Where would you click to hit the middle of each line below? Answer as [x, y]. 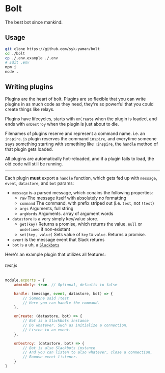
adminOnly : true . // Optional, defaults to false [66, 285]
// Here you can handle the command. [61, 303]
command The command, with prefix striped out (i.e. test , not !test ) [87, 203]
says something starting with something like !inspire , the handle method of [82, 144]
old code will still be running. [34, 164]
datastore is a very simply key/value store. [55, 218]
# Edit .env [17, 63]
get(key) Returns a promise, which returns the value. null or [81, 224]
